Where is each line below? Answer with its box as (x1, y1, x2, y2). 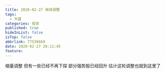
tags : (5, 12, 16, 17)
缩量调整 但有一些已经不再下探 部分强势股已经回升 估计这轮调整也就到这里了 (5, 63, 161, 69)
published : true (5, 26, 39, 31)
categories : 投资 (5, 21, 40, 26)
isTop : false (5, 35, 32, 40)
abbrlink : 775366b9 (5, 39, 46, 44)
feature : (5, 48, 23, 53)
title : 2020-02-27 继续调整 (5, 7, 60, 12)
